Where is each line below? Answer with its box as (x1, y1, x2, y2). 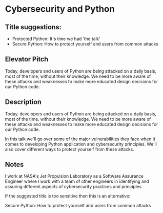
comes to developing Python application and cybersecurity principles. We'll (5, 141, 157, 147)
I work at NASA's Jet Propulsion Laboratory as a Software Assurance (5, 173, 144, 179)
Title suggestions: (5, 23, 62, 31)
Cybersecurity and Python (5, 3, 115, 15)
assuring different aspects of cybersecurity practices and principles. (5, 184, 143, 190)
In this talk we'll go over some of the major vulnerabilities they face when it (5, 136, 155, 142)
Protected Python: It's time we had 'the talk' (12, 36, 101, 42)
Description (5, 98, 41, 106)
